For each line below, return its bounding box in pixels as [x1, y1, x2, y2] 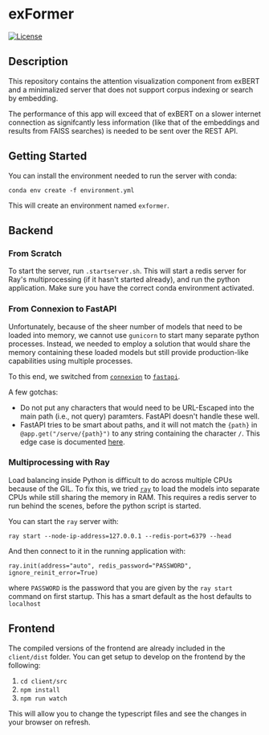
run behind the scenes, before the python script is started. [8, 501, 202, 510]
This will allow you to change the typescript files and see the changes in [8, 708, 247, 718]
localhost [8, 600, 42, 608]
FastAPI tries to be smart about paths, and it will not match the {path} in [19, 419, 258, 429]
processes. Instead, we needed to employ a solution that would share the [8, 339, 251, 349]
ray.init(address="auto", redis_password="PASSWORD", [8, 561, 193, 570]
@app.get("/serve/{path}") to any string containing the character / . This [19, 428, 261, 438]
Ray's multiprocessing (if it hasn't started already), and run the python [8, 275, 241, 284]
